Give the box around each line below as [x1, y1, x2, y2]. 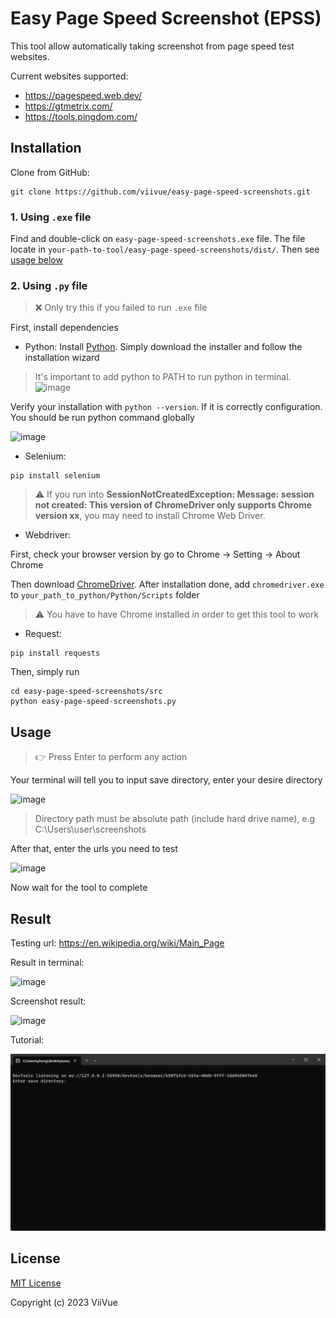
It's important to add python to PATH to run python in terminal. [34, 371, 292, 383]
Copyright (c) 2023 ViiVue [10, 1296, 118, 1308]
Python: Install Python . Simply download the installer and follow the [24, 341, 303, 353]
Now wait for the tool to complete [10, 882, 148, 894]
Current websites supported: [10, 70, 129, 82]
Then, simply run [10, 666, 80, 678]
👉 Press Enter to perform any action [34, 751, 188, 763]
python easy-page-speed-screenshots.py [10, 697, 177, 707]
